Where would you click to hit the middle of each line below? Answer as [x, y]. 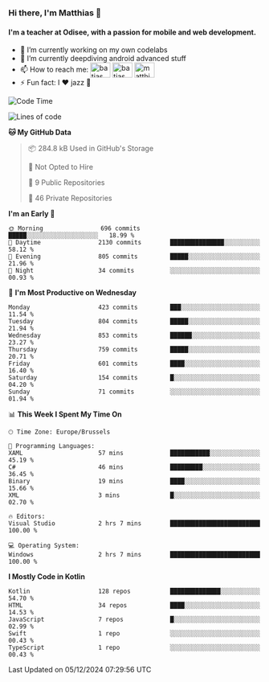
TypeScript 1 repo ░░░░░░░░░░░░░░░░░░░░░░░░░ [134, 648]
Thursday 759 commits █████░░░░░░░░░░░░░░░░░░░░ [134, 350]
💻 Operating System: [44, 546]
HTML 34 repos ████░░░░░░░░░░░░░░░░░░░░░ [134, 606]
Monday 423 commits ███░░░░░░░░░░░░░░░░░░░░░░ [134, 308]
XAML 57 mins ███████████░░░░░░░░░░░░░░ [134, 454]
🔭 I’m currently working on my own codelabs [94, 50]
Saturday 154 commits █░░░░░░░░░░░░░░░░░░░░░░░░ [134, 378]
